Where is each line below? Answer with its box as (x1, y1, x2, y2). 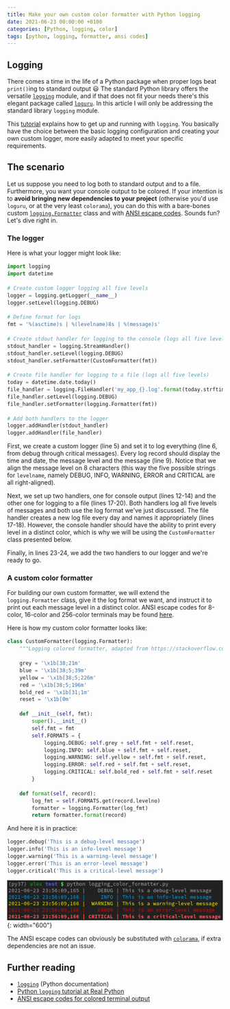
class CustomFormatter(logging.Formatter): (7, 638, 133, 645)
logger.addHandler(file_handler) (7, 430, 103, 437)
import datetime (7, 270, 53, 277)
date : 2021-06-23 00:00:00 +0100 (7, 18, 103, 25)
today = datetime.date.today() (7, 379, 97, 386)
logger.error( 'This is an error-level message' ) (7, 860, 149, 867)
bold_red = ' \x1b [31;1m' (19, 688, 90, 696)
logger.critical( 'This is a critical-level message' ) (7, 867, 164, 874)
